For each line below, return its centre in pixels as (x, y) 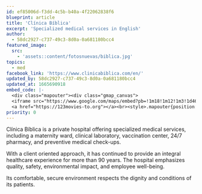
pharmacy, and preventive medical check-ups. (64, 142)
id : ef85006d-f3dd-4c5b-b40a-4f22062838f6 (60, 12)
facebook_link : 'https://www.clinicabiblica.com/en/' (75, 73)
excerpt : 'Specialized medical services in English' (74, 29)
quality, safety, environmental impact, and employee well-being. (85, 166)
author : (16, 34)
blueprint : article (31, 17)
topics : (16, 62)
